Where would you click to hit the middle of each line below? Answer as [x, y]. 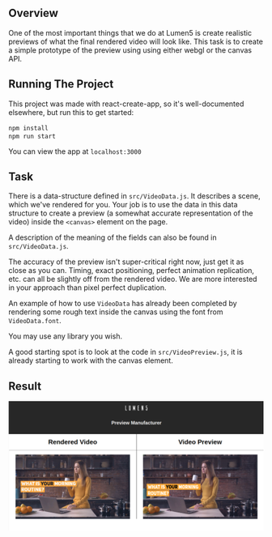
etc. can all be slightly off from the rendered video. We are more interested [133, 279]
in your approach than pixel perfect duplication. [87, 288]
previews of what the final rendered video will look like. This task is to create [136, 41]
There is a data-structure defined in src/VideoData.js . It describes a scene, [134, 196]
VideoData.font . [35, 321]
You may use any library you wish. [66, 336]
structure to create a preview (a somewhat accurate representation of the [131, 213]
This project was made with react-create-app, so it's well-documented [126, 104]
